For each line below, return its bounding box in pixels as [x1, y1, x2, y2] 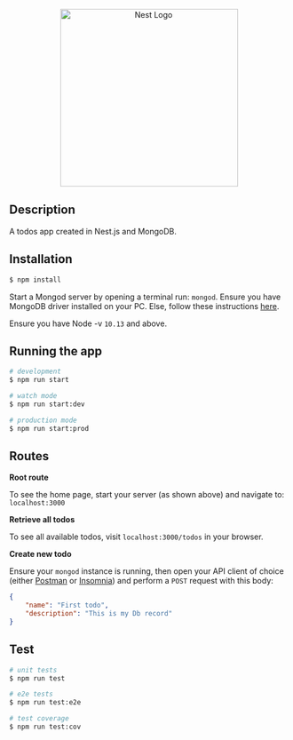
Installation [9, 251, 73, 267]
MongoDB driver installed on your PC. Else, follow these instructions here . [9, 300, 280, 311]
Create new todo [9, 549, 73, 560]
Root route [9, 472, 49, 483]
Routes [9, 449, 50, 464]
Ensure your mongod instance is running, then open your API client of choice [9, 566, 284, 577]
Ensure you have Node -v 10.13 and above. [9, 318, 167, 329]
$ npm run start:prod [9, 424, 90, 433]
